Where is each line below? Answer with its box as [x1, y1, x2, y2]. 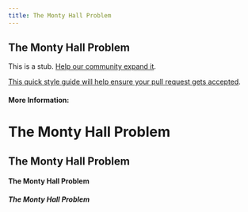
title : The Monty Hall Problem [8, 11, 112, 20]
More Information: [8, 96, 70, 105]
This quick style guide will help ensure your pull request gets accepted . [8, 77, 242, 87]
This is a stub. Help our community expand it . [8, 62, 157, 71]
